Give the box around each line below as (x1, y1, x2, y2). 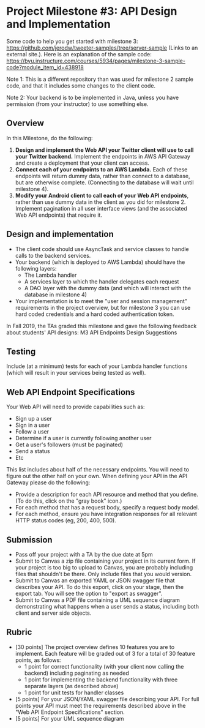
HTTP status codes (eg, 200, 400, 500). (15, 517, 116, 524)
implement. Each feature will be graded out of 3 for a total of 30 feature (15, 650, 196, 657)
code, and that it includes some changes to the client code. (6, 81, 156, 89)
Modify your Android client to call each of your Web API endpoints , (15, 192, 188, 199)
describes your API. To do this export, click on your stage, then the (15, 584, 184, 590)
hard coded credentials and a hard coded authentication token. (15, 310, 174, 318)
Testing (6, 346, 36, 356)
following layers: (15, 265, 57, 272)
